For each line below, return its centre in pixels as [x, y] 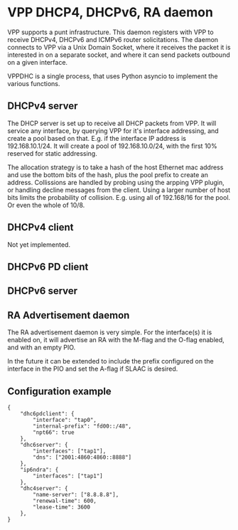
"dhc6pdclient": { [47, 413]
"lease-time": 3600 [62, 507]
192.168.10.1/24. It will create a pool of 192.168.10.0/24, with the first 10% [113, 146]
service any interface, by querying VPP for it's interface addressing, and [113, 131]
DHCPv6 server [43, 291]
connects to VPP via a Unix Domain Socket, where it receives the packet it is [119, 47]
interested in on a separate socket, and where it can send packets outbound [119, 55]
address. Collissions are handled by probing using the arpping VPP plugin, [116, 182]
